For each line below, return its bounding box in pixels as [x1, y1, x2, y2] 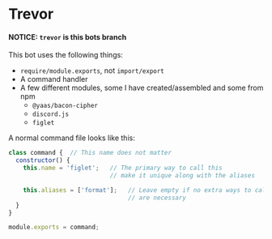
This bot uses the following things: [8, 50, 123, 60]
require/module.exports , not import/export [19, 66, 164, 75]
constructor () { [15, 156, 70, 164]
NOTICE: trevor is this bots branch [8, 32, 127, 41]
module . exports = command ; [8, 224, 100, 232]
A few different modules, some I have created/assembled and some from [19, 83, 264, 93]
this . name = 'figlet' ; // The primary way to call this [23, 164, 223, 173]
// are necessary [128, 194, 186, 202]
